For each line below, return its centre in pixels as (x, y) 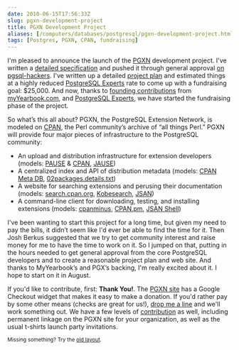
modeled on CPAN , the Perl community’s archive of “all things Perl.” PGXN (116, 127)
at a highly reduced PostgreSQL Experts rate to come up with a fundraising (117, 83)
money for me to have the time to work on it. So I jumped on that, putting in (117, 245)
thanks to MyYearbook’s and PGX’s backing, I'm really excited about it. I (112, 268)
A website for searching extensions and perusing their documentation (120, 186)
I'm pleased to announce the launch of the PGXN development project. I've (117, 60)
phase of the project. (38, 106)
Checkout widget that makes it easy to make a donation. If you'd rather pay (117, 297)
